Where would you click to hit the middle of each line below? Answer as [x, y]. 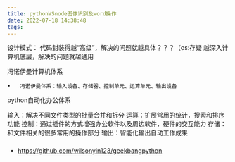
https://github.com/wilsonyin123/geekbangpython [90, 151]
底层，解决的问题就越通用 [56, 56]
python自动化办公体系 [39, 100]
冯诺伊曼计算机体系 [35, 72]
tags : [15, 27]
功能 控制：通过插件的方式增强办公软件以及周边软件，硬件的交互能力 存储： [117, 124]
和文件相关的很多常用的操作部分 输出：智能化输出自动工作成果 [97, 133]
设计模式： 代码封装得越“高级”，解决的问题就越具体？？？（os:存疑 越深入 [115, 48]
